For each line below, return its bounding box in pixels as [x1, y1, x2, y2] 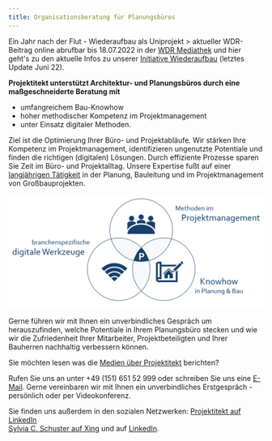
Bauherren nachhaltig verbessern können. [8, 342, 149, 352]
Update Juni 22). [8, 62, 65, 72]
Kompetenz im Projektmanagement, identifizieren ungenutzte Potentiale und [8, 143, 263, 153]
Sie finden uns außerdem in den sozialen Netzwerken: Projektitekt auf [8, 406, 241, 417]
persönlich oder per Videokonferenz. [8, 391, 131, 400]
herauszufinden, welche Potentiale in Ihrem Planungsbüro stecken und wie [8, 325, 257, 335]
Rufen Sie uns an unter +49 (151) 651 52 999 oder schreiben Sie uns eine [8, 374, 252, 383]
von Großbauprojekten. [8, 178, 86, 188]
